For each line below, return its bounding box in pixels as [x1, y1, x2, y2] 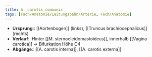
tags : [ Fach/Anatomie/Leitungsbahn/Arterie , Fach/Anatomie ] [5, 12, 132, 17]
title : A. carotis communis [5, 7, 63, 12]
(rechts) [12, 30, 29, 36]
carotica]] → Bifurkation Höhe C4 [12, 41, 81, 47]
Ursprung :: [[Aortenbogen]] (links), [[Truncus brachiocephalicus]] [12, 25, 148, 31]
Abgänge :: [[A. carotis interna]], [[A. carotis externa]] [12, 46, 122, 52]
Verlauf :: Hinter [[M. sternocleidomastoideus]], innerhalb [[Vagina [12, 35, 147, 42]
